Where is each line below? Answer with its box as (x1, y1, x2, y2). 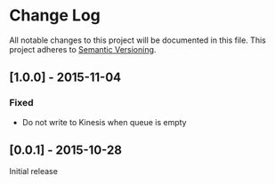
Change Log (9, 5, 101, 26)
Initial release (9, 166, 58, 177)
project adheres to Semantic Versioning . (9, 44, 157, 54)
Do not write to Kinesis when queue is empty (21, 116, 187, 127)
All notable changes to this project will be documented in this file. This (9, 35, 267, 45)
